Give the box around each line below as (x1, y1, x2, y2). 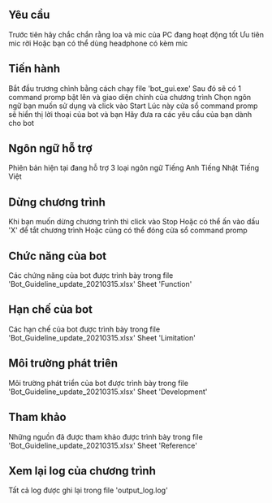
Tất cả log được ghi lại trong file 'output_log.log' (8, 485, 168, 496)
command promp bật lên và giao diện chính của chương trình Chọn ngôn (8, 92, 252, 102)
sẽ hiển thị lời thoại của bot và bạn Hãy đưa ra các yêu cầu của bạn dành (8, 109, 253, 119)
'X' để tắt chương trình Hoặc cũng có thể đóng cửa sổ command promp (8, 225, 248, 236)
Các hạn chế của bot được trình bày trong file (8, 324, 161, 334)
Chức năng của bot (8, 249, 107, 262)
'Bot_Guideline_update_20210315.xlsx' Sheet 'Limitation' (8, 332, 196, 342)
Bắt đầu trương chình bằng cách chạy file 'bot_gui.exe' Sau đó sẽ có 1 (8, 83, 242, 93)
